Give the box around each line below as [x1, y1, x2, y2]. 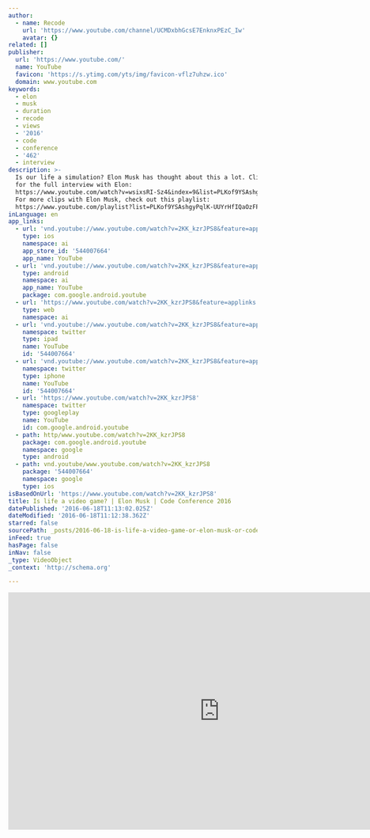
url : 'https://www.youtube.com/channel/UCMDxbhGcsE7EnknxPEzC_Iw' [22, 26, 246, 34]
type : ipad [22, 336, 59, 343]
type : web [22, 305, 55, 313]
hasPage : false [8, 541, 59, 549]
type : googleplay [22, 409, 80, 417]
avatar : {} [22, 33, 59, 42]
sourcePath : [8, 527, 47, 535]
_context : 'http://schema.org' [8, 563, 111, 571]
